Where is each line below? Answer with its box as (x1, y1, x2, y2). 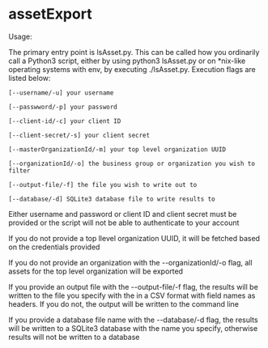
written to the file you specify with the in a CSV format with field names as (8, 291, 256, 300)
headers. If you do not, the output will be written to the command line (8, 299, 239, 308)
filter (8, 167, 31, 175)
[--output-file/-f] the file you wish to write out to (8, 180, 198, 189)
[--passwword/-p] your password (8, 103, 117, 111)
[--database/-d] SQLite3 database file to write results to (8, 195, 216, 203)
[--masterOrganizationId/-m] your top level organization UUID (8, 145, 227, 154)
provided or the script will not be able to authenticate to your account (8, 218, 240, 227)
